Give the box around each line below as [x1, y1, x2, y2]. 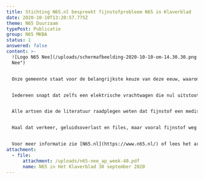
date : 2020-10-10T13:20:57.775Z [6, 15, 88, 21]
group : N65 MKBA [6, 32, 47, 38]
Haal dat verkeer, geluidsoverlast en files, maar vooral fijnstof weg [12, 125, 197, 131]
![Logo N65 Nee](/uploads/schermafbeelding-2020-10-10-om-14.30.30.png [12, 54, 197, 60]
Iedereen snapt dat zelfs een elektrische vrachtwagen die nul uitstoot [12, 92, 200, 98]
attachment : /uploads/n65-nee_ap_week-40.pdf [22, 158, 140, 164]
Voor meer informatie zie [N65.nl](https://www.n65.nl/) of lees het [12, 141, 191, 147]
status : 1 [6, 37, 32, 43]
